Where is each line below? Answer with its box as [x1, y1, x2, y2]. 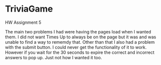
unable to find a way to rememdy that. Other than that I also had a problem [5, 39, 155, 45]
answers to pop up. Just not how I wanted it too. [5, 54, 102, 60]
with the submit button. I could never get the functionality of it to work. [5, 44, 147, 50]
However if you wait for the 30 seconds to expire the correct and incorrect [5, 49, 155, 55]
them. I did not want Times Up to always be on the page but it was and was [5, 34, 156, 40]
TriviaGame [5, 3, 53, 15]
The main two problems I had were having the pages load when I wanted [5, 29, 151, 34]
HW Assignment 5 [5, 19, 41, 25]
